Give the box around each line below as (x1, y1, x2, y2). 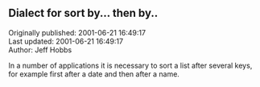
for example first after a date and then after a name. (8, 68, 180, 79)
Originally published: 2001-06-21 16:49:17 (8, 27, 147, 37)
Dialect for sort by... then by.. (8, 6, 159, 20)
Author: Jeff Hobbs (8, 44, 72, 55)
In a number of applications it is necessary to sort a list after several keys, (8, 60, 253, 70)
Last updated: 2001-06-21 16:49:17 (8, 36, 123, 46)
